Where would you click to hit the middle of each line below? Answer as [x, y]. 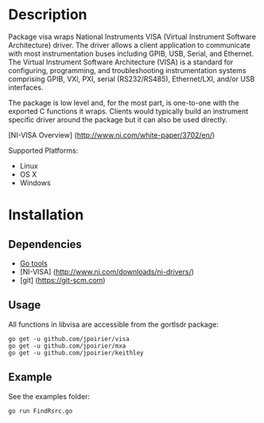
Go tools [33, 263]
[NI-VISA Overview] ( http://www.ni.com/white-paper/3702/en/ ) [112, 135]
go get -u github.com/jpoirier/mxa [67, 346]
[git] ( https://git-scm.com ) [62, 280]
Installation [46, 215]
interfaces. [26, 87]
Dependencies [45, 244]
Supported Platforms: [43, 150]
